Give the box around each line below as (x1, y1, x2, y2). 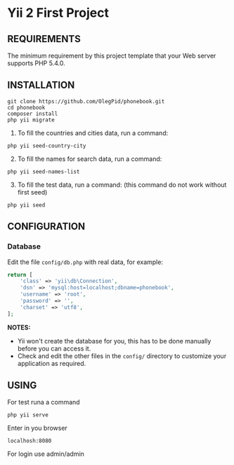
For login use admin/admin (7, 450, 84, 458)
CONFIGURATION (7, 221, 86, 232)
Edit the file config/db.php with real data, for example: (7, 258, 164, 266)
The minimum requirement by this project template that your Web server (7, 51, 216, 60)
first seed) (17, 188, 48, 196)
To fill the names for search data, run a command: (17, 155, 162, 163)
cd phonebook (7, 104, 46, 111)
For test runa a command (7, 398, 80, 407)
